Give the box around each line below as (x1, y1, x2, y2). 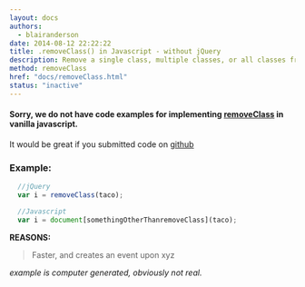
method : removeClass (9, 64, 88, 74)
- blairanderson (17, 30, 79, 39)
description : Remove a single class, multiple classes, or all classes (9, 55, 286, 64)
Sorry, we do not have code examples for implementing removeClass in (9, 109, 284, 120)
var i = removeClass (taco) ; (17, 191, 124, 200)
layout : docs (9, 13, 59, 23)
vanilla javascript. (9, 119, 79, 130)
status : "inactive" (9, 81, 84, 90)
